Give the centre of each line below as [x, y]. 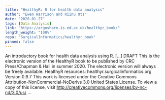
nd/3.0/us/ [16, 92]
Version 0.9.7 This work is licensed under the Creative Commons [71, 76]
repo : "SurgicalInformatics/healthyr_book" [50, 37]
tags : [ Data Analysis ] [28, 23]
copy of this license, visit [30, 87]
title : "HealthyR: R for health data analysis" [55, 10]
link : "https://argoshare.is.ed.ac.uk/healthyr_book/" [63, 28]
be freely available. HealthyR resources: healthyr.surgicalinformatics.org [78, 71]
